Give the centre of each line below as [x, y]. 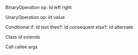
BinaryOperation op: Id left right [39, 7]
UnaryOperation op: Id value [35, 17]
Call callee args [21, 47]
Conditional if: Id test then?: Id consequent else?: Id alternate [69, 27]
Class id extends [23, 37]
